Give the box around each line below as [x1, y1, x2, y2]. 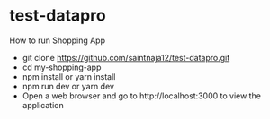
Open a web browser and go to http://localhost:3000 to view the [22, 90, 261, 101]
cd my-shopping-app [22, 62, 102, 72]
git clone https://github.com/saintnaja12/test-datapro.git [22, 52, 230, 63]
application [22, 99, 65, 110]
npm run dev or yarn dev [22, 81, 115, 91]
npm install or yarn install [22, 71, 116, 81]
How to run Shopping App [9, 35, 106, 46]
